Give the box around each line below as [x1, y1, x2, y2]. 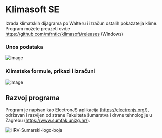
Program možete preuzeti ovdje [5, 25, 70, 31]
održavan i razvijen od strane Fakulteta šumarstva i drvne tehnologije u [5, 112, 152, 118]
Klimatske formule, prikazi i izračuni [5, 67, 95, 75]
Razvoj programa [5, 93, 60, 102]
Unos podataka [5, 43, 43, 50]
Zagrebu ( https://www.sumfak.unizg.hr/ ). [5, 117, 91, 124]
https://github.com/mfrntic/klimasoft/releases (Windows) [5, 31, 123, 37]
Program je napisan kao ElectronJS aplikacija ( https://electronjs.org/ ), [5, 107, 149, 113]
